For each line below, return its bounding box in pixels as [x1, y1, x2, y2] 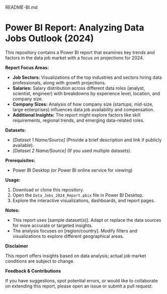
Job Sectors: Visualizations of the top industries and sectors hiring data [12, 74, 162, 80]
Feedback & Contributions [5, 268, 61, 274]
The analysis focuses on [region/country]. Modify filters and [12, 227, 137, 234]
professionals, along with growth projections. [12, 79, 106, 85]
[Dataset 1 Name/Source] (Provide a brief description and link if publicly [12, 136, 162, 143]
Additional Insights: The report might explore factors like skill [12, 112, 141, 118]
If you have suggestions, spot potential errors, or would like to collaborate [5, 277, 158, 283]
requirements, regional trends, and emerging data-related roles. [12, 117, 145, 123]
